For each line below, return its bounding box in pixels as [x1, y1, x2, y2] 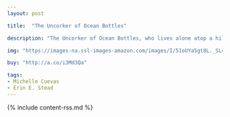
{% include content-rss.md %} [7, 103, 94, 112]
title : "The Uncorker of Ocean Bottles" [7, 22, 127, 29]
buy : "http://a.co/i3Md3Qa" [7, 60, 88, 66]
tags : [7, 72, 23, 79]
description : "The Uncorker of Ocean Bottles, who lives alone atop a [7, 35, 213, 42]
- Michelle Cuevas [7, 78, 60, 86]
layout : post [7, 10, 44, 17]
